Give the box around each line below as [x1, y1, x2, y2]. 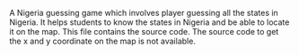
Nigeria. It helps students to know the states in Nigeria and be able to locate [9, 17, 290, 27]
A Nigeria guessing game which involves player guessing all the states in [9, 8, 278, 18]
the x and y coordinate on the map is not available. [9, 35, 196, 46]
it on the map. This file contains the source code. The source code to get [9, 27, 279, 36]
